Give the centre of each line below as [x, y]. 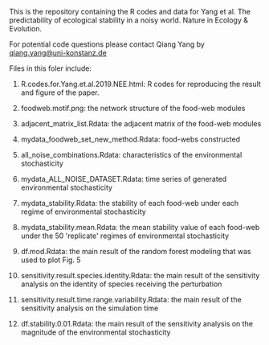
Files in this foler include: [50, 68]
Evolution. [26, 29]
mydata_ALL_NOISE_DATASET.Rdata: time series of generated [124, 179]
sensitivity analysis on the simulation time [90, 308]
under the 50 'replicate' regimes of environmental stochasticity [125, 236]
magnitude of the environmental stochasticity [96, 332]
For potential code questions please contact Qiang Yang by [107, 44]
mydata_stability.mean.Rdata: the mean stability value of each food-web [140, 227]
